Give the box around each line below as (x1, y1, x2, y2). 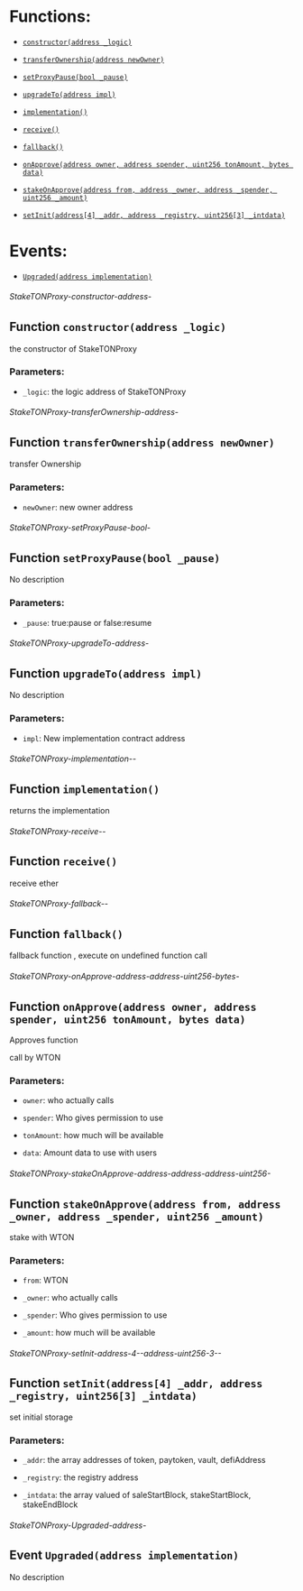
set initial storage (9, 1412, 74, 1422)
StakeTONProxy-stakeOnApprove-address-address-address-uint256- (9, 1168, 271, 1179)
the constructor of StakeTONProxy (9, 343, 138, 354)
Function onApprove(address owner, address (9, 998, 257, 1014)
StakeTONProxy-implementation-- (9, 753, 137, 764)
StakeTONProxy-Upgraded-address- (9, 1520, 147, 1531)
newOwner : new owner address (22, 501, 133, 512)
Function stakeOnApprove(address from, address (9, 1196, 281, 1211)
